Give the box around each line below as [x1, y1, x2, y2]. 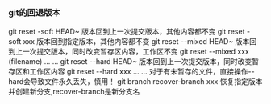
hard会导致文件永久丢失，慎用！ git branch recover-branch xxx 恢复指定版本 [8, 77, 263, 86]
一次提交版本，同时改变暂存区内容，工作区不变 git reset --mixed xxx [22, 46, 250, 57]
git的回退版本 [8, 6, 60, 18]
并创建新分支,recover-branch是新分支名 [8, 86, 140, 97]
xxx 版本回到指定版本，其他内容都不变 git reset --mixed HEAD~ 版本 [23, 37, 250, 46]
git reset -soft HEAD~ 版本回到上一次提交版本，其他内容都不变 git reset [8, 26, 245, 37]
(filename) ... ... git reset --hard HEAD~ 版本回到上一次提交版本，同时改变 [8, 57, 252, 66]
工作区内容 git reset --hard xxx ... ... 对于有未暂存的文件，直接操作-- [29, 66, 256, 77]
